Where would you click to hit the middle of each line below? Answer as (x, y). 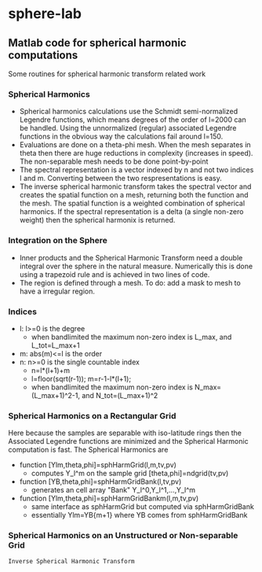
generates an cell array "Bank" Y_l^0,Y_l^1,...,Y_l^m (113, 490)
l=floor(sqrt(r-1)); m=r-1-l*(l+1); (81, 378)
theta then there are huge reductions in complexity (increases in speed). (136, 153)
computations (43, 55)
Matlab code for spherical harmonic (97, 43)
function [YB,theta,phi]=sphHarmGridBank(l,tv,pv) (100, 482)
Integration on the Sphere (58, 241)
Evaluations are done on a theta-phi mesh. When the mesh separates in (135, 145)
